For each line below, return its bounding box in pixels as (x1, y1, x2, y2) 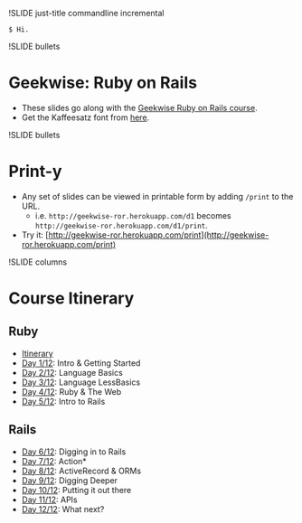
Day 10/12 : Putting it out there (21, 484, 132, 495)
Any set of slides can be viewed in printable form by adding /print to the (21, 191, 294, 201)
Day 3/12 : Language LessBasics (21, 377, 141, 388)
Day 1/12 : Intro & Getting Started (21, 357, 141, 369)
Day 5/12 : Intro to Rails (21, 396, 106, 406)
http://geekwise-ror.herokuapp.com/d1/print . (34, 219, 209, 230)
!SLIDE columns (8, 257, 68, 267)
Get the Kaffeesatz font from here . (21, 112, 150, 123)
